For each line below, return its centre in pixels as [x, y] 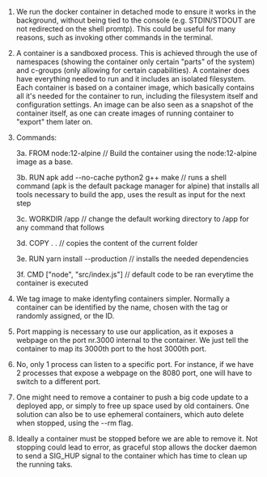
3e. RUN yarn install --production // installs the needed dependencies [132, 259]
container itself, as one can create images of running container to [125, 113]
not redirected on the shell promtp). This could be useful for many [126, 29]
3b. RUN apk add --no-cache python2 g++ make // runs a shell [121, 177]
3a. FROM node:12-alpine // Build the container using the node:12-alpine [136, 153]
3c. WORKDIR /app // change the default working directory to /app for [132, 219]
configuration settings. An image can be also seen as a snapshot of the [134, 105]
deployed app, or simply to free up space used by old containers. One [132, 406]
